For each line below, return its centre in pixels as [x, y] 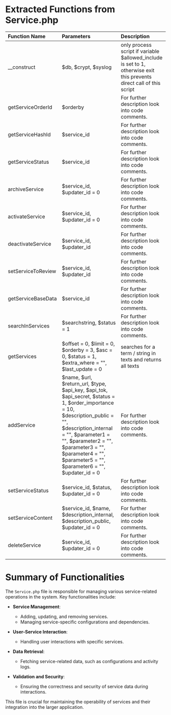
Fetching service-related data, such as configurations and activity [89, 661]
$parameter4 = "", [84, 454]
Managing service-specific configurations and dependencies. [85, 622]
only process [136, 45]
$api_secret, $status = [89, 396]
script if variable [140, 51]
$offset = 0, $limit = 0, [89, 343]
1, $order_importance [88, 403]
